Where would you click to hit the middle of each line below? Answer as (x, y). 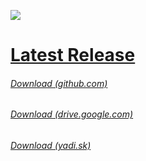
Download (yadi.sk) (51, 145)
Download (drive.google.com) (72, 114)
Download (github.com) (59, 83)
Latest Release (73, 55)
